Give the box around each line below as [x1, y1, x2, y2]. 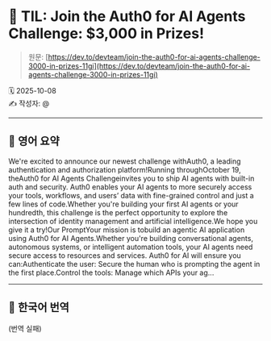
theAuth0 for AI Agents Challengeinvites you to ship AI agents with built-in [8, 173, 255, 183]
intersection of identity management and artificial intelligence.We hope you [8, 216, 258, 226]
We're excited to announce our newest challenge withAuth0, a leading [8, 156, 241, 166]
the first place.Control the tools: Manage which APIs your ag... [8, 268, 215, 277]
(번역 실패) [8, 323, 42, 333]
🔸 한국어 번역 [8, 301, 70, 314]
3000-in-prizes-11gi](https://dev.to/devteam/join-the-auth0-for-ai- [27, 60, 251, 71]
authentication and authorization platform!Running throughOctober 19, [8, 164, 241, 174]
